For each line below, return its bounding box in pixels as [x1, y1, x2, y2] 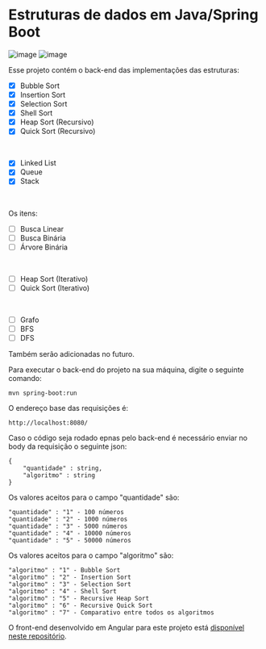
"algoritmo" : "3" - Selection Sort [8, 580, 131, 588]
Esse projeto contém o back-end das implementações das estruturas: [8, 65, 239, 74]
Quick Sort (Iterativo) [19, 283, 90, 292]
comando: [8, 374, 42, 383]
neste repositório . [8, 631, 67, 641]
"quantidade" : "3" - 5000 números [8, 522, 128, 530]
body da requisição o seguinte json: [8, 442, 127, 451]
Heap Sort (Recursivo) [19, 117, 94, 127]
